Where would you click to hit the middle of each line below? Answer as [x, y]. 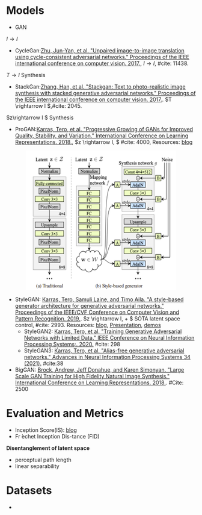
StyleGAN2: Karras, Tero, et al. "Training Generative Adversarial [103, 331]
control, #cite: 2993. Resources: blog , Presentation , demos [88, 325]
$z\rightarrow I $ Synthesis [40, 117]
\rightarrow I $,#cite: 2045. [48, 105]
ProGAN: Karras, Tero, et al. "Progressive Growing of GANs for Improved [104, 129]
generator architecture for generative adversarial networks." [89, 305]
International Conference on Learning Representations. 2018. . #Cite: [99, 382]
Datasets [29, 491]
